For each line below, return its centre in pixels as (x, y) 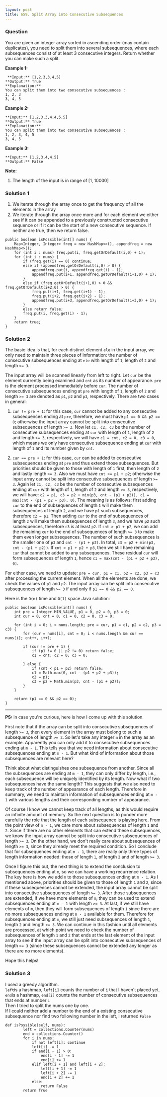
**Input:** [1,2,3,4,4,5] (32, 157)
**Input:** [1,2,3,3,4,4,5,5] (37, 117)
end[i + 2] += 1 (57, 1077)
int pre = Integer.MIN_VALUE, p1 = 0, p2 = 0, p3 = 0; (72, 612)
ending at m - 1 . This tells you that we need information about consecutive (82, 748)
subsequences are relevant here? (39, 759)
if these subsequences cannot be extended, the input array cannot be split (82, 888)
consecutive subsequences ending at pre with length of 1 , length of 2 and (80, 391)
